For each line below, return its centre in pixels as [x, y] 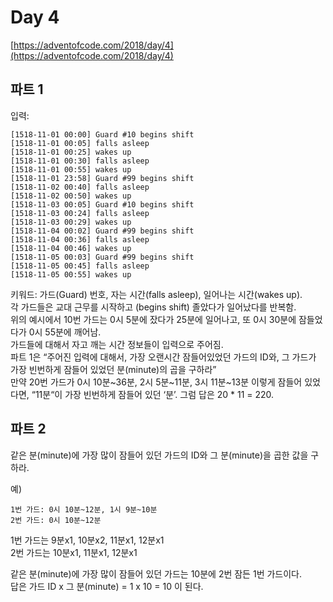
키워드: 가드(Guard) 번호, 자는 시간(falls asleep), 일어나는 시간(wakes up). [156, 294]
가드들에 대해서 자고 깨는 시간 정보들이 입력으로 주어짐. [117, 344]
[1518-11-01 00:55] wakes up [71, 169]
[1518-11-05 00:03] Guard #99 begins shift [102, 257]
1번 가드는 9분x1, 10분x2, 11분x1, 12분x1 [87, 540]
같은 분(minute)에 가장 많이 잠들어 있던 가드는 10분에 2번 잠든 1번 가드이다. [156, 573]
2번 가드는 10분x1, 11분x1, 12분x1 [74, 552]
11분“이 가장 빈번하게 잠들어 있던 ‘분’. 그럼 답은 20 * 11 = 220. [154, 394]
